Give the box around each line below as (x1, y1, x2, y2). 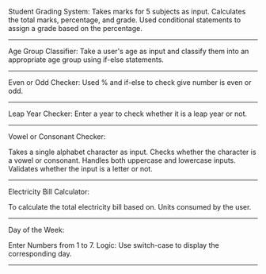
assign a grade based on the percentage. (8, 24, 142, 33)
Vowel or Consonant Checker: (8, 132, 106, 141)
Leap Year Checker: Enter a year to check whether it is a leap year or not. (8, 109, 248, 118)
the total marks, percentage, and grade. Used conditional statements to (8, 15, 241, 25)
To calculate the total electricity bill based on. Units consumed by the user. (8, 203, 252, 211)
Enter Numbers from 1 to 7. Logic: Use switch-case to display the (8, 241, 219, 249)
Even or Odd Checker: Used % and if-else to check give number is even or (8, 78, 252, 87)
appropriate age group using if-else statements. (8, 55, 165, 64)
